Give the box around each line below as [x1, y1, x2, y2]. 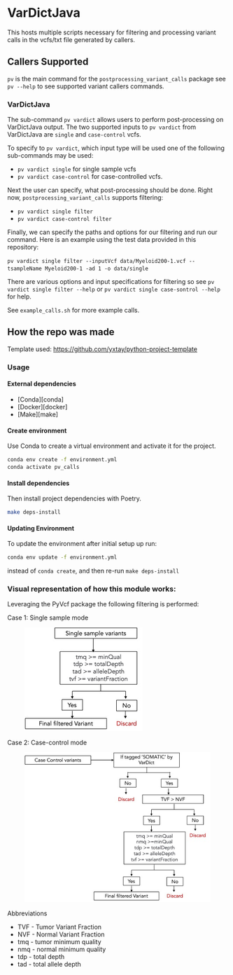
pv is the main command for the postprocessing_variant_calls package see [7, 74, 226, 83]
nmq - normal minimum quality [17, 945, 106, 954]
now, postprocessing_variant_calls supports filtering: [7, 193, 164, 202]
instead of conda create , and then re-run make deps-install [7, 566, 180, 575]
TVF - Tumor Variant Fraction [17, 923, 102, 932]
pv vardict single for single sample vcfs [17, 165, 136, 173]
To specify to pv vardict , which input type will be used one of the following [7, 144, 225, 152]
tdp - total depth [17, 953, 65, 961]
